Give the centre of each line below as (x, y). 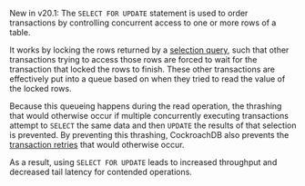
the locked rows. (41, 88)
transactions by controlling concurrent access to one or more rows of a (143, 23)
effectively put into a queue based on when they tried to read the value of (147, 79)
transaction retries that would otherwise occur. (97, 145)
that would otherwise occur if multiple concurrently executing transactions (149, 116)
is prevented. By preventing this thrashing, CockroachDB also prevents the (149, 135)
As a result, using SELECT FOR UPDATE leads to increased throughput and (143, 162)
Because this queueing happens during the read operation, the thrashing (146, 106)
